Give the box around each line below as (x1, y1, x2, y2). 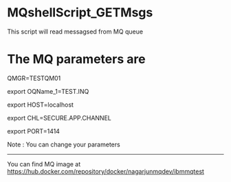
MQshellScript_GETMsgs (7, 5, 153, 21)
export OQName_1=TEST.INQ (7, 87, 89, 95)
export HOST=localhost (7, 101, 74, 109)
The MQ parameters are (7, 51, 146, 67)
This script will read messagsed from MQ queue (7, 27, 143, 36)
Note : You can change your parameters (7, 140, 120, 148)
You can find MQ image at (7, 159, 81, 168)
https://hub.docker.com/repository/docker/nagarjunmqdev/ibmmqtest (7, 167, 205, 175)
